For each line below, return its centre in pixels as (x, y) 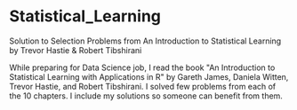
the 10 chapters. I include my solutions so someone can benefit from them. (146, 96)
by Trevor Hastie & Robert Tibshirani (76, 50)
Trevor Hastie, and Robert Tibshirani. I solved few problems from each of (143, 86)
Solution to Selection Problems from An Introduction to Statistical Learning (145, 41)
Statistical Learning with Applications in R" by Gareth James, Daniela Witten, (149, 76)
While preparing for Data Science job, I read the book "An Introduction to (142, 67)
